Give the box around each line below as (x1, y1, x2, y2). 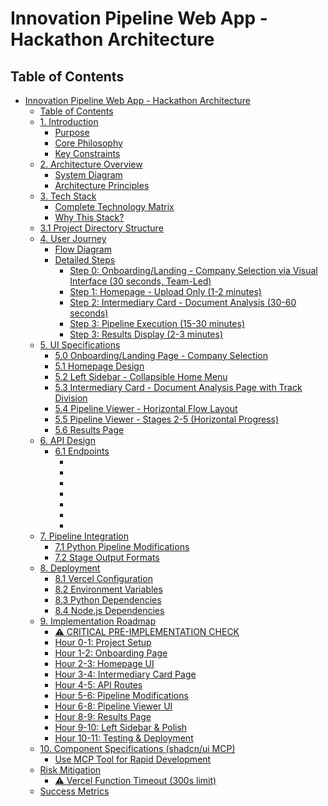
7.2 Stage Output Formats (54, 552, 160, 563)
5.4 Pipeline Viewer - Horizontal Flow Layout (54, 403, 238, 414)
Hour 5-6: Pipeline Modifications (54, 690, 189, 701)
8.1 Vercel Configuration (54, 573, 153, 584)
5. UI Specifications (39, 339, 121, 351)
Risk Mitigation (39, 764, 102, 776)
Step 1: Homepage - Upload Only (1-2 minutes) (69, 286, 262, 297)
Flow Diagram (54, 243, 112, 255)
